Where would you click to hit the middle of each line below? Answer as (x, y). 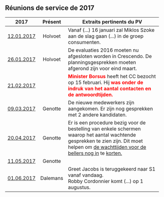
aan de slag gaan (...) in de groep (106, 36)
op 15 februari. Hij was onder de (106, 82)
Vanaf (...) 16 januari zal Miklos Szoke (111, 30)
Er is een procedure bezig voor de (107, 122)
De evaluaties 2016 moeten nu (103, 50)
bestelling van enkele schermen (104, 129)
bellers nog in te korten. (95, 153)
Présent (52, 21)
